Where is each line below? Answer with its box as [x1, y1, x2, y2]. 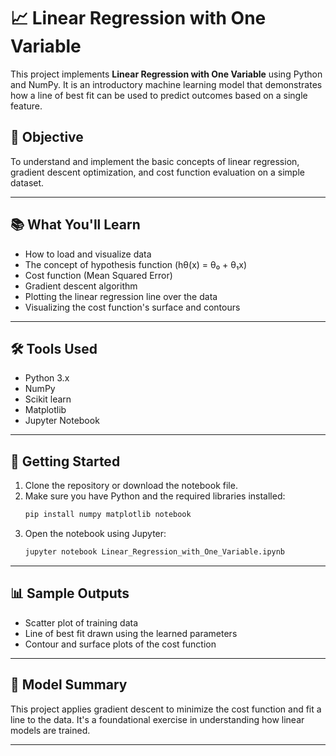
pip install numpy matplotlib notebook [24, 510, 192, 520]
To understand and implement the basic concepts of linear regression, [10, 155, 300, 167]
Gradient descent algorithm [24, 280, 138, 292]
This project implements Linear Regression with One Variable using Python [10, 68, 323, 80]
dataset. [10, 176, 45, 189]
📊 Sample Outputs [10, 585, 130, 602]
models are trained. [10, 724, 91, 736]
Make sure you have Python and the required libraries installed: [24, 490, 286, 502]
